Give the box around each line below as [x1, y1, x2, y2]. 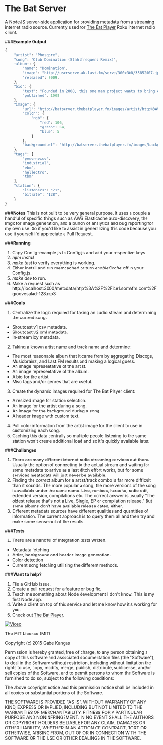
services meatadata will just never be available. [12, 472, 107, 478]
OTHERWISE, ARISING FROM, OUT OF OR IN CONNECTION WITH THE [5, 730, 147, 736]
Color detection [12, 557, 44, 563]
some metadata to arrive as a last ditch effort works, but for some [12, 467, 144, 473]
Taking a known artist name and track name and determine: [12, 344, 131, 349]
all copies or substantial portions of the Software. [5, 689, 103, 696]
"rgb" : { [31, 116, 49, 121]
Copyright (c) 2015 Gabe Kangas [5, 640, 70, 646]
